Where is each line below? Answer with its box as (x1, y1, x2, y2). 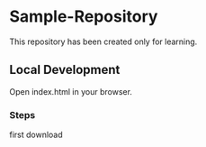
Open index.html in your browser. (9, 86, 133, 96)
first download (9, 129, 63, 141)
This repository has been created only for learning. (9, 36, 198, 47)
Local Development (9, 62, 121, 78)
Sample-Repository (9, 6, 158, 27)
